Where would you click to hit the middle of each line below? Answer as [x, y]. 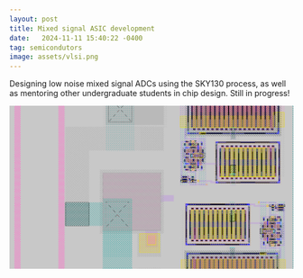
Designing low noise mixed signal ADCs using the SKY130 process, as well [148, 84]
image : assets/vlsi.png [54, 57]
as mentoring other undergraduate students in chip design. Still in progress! [150, 94]
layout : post [34, 19]
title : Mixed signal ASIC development [82, 28]
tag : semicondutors [46, 48]
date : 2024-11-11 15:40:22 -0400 [76, 38]
